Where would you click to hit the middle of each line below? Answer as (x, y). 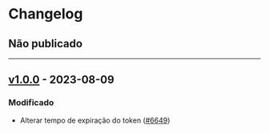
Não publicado (45, 44)
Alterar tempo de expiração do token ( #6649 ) (95, 120)
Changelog (46, 14)
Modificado (31, 103)
